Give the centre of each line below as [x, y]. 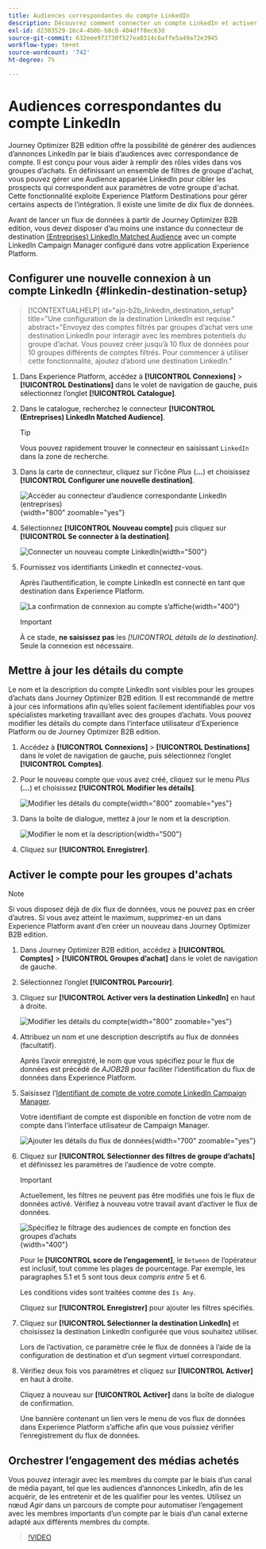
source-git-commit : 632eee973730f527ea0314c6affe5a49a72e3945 [113, 38]
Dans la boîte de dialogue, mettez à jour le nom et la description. [125, 819]
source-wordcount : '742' [49, 52]
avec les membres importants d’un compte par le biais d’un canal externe [128, 1514]
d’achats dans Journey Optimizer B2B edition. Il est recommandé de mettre [131, 698]
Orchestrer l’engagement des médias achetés [124, 1460]
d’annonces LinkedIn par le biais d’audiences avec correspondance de [123, 153]
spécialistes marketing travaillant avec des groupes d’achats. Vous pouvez [130, 715]
